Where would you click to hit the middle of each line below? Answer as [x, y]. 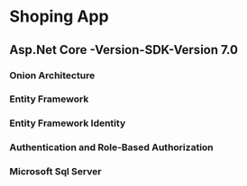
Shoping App [59, 17]
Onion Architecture [52, 75]
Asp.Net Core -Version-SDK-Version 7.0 [124, 50]
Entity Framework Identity [68, 123]
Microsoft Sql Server [55, 172]
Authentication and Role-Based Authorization [111, 147]
